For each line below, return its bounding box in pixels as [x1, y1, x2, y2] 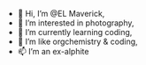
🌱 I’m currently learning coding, [17, 27, 133, 37]
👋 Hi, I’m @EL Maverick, [17, 9, 105, 18]
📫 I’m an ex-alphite [17, 47, 89, 56]
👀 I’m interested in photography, [17, 18, 134, 28]
